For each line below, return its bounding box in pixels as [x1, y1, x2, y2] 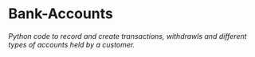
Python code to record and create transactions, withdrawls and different [8, 31, 247, 40]
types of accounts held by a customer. [8, 40, 135, 49]
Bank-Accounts [8, 5, 113, 23]
